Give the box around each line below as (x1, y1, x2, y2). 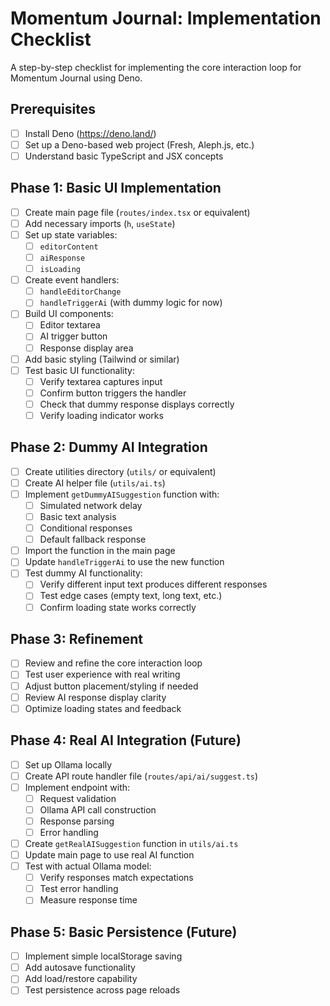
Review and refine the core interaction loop (24, 657, 203, 669)
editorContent (39, 242, 99, 252)
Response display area (39, 342, 134, 354)
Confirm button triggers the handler (39, 387, 187, 399)
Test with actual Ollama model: (24, 860, 152, 872)
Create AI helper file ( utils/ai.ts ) (24, 477, 166, 489)
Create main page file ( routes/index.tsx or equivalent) (24, 206, 251, 218)
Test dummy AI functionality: (24, 567, 143, 579)
